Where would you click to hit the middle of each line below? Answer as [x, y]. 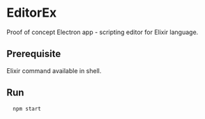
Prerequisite [34, 54]
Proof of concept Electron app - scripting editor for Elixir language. [102, 32]
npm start [27, 109]
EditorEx [32, 13]
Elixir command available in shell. [54, 70]
